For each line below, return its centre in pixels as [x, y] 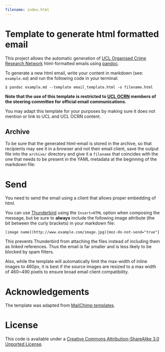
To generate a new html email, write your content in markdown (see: [74, 73]
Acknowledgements [47, 292]
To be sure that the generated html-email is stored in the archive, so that [78, 144]
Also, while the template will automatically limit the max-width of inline [76, 261]
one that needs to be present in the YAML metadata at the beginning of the [81, 159]
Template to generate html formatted [82, 34]
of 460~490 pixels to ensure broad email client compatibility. [67, 272]
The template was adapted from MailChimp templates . [60, 305]
